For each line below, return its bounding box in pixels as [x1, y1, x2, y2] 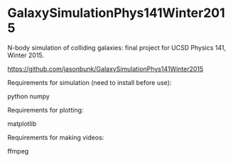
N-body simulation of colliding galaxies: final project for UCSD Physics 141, [7, 43, 226, 52]
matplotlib [7, 119, 37, 128]
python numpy [7, 92, 50, 100]
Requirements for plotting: [7, 105, 84, 114]
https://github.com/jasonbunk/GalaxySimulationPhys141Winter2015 [7, 64, 204, 73]
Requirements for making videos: [7, 133, 104, 141]
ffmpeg [7, 146, 29, 155]
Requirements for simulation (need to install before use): [7, 78, 172, 86]
